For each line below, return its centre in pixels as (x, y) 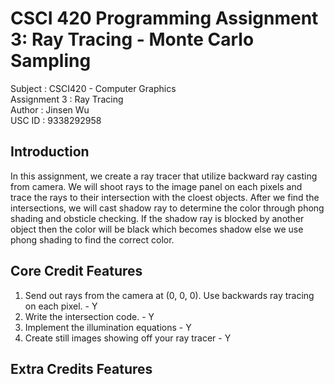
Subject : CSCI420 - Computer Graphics (93, 88)
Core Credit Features (76, 271)
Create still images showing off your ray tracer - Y (128, 338)
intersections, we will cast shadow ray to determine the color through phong (167, 208)
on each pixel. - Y (61, 306)
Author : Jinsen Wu (50, 109)
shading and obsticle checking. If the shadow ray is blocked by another (157, 218)
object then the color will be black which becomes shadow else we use (157, 229)
